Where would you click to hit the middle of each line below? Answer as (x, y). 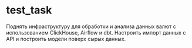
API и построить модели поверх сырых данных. (66, 39)
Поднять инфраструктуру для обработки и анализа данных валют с (91, 26)
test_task (29, 10)
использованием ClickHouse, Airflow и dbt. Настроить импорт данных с (96, 32)
